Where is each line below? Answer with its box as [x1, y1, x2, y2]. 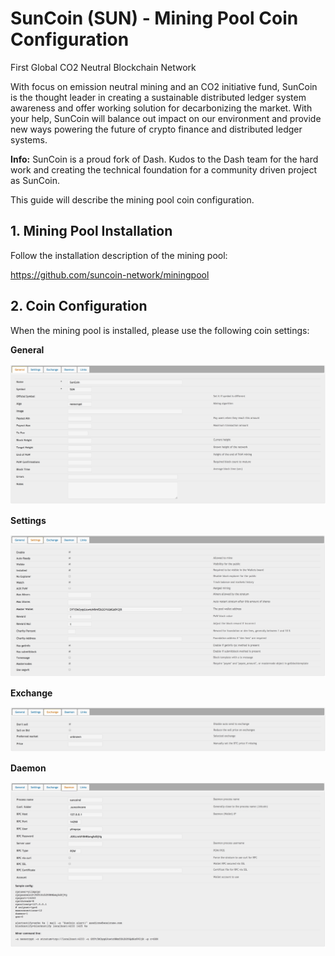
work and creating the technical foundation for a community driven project [10, 163, 318, 176]
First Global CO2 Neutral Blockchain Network [10, 61, 197, 73]
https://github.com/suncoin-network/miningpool [10, 268, 210, 281]
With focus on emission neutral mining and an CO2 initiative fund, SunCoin [10, 80, 318, 92]
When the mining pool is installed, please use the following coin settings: [10, 324, 310, 336]
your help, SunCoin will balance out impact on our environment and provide [10, 112, 322, 124]
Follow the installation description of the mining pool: [10, 249, 228, 261]
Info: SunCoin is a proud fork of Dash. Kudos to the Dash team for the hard [10, 153, 319, 165]
